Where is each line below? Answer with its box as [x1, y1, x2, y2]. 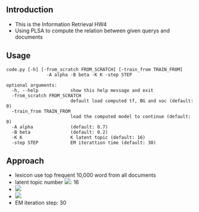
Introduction [6, 5, 54, 15]
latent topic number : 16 [14, 179, 79, 186]
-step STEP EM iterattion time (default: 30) [11, 140, 157, 146]
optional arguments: [6, 82, 58, 88]
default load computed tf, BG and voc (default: [70, 98, 194, 104]
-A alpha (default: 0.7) [11, 124, 109, 130]
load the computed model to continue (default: [70, 113, 191, 119]
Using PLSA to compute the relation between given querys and [14, 27, 170, 34]
